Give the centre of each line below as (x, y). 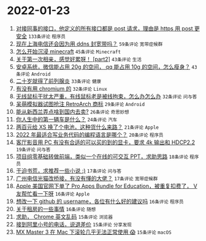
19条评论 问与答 (33, 150)
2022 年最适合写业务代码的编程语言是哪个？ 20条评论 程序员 (90, 134)
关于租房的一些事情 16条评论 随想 (56, 208)
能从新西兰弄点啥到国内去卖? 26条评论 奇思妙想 (72, 112)
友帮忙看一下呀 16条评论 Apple (53, 193)
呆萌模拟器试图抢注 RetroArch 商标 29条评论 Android (80, 104)
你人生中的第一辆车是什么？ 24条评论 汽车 (67, 119)
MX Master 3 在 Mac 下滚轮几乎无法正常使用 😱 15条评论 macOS (93, 232)
